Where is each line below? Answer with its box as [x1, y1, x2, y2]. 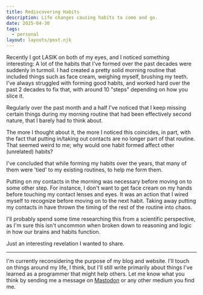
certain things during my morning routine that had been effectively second [6, 110, 192, 118]
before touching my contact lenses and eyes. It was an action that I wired [6, 191, 188, 197]
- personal [11, 31, 39, 38]
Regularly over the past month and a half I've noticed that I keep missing [6, 104, 186, 111]
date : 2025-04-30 [6, 20, 50, 26]
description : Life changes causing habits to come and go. [6, 15, 158, 21]
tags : [6, 25, 20, 32]
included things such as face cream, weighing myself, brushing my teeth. [6, 73, 188, 80]
